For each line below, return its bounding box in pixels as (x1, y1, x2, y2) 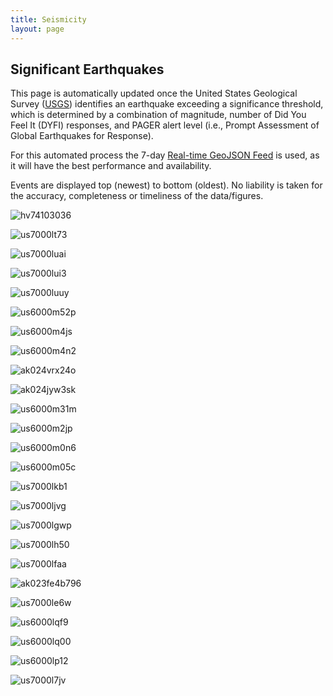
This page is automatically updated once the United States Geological (10, 87, 298, 100)
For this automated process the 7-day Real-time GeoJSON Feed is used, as (10, 149, 320, 161)
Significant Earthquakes (10, 61, 165, 78)
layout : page (10, 24, 65, 34)
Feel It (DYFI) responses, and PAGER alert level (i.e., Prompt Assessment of (10, 119, 320, 131)
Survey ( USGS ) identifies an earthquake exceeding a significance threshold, (10, 98, 324, 110)
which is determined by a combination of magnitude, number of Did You (10, 109, 307, 121)
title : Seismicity (10, 14, 87, 25)
